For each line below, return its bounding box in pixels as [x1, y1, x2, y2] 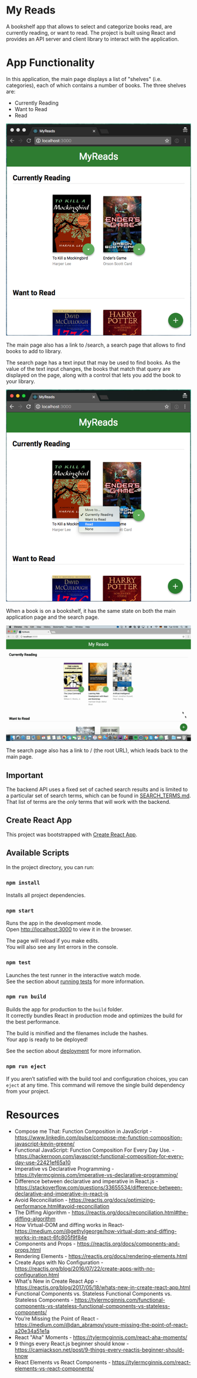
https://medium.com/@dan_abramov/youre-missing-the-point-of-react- [14, 1322, 189, 1329]
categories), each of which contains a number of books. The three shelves [6, 82, 186, 89]
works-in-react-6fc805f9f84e [14, 1234, 87, 1241]
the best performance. [6, 1018, 60, 1025]
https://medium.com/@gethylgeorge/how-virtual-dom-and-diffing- [14, 1228, 177, 1235]
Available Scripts [6, 848, 69, 858]
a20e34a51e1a [14, 1327, 50, 1335]
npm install [6, 879, 40, 886]
